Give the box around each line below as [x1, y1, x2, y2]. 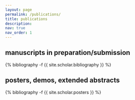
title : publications [5, 16, 48, 21]
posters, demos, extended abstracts [5, 76, 120, 85]
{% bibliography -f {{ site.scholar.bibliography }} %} [5, 61, 112, 67]
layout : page [5, 7, 32, 12]
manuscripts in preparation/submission [5, 49, 131, 57]
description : [5, 21, 32, 26]
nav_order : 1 [5, 30, 32, 35]
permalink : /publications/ [5, 12, 61, 17]
